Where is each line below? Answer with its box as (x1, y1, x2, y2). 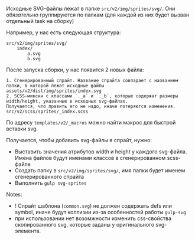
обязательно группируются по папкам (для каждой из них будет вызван (6, 11, 190, 18)
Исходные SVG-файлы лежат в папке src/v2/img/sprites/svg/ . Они (6, 5, 175, 12)
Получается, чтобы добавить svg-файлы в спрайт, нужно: (6, 137, 152, 143)
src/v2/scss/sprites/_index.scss (6, 109, 89, 114)
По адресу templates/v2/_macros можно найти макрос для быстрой (6, 119, 176, 126)
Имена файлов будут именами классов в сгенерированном (14, 155, 166, 161)
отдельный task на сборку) (6, 18, 74, 24)
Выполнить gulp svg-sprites (14, 179, 87, 186)
